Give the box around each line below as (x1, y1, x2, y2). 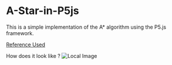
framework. (6, 29, 34, 36)
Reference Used (6, 41, 46, 48)
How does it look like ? (6, 52, 60, 59)
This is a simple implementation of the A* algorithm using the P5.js (6, 23, 166, 30)
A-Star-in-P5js (6, 4, 79, 18)
